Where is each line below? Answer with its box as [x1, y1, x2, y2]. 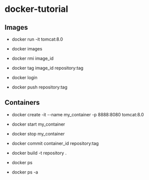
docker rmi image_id [11, 55, 54, 61]
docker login [11, 75, 38, 80]
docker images [11, 46, 43, 51]
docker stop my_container [11, 131, 65, 136]
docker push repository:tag [11, 84, 68, 90]
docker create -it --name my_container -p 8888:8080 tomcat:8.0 [11, 111, 144, 117]
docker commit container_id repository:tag [11, 140, 99, 146]
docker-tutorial [4, 3, 68, 15]
